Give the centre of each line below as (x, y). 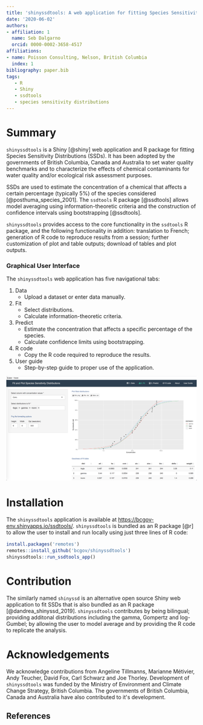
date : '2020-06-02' (31, 19)
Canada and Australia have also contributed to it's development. (86, 697)
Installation (35, 503)
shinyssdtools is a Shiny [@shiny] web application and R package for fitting (100, 149)
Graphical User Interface (43, 265)
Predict (24, 323)
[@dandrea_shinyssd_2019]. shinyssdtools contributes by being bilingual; (98, 611)
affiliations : (24, 51)
